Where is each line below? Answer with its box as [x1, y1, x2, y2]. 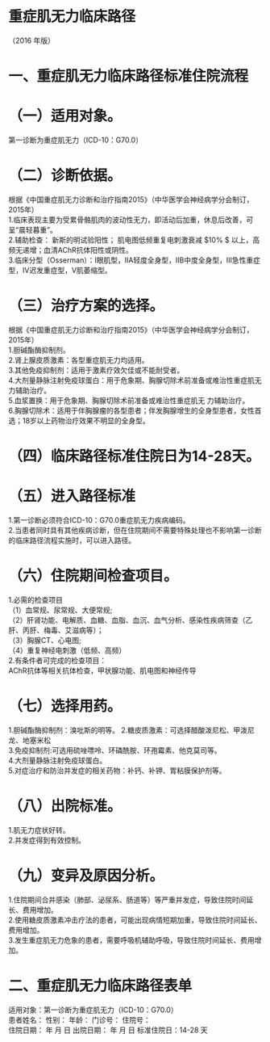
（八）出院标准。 [8, 797, 123, 816]
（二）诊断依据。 [8, 166, 123, 185]
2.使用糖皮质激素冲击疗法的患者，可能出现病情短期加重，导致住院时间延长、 [8, 914, 262, 925]
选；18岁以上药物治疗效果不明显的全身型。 [8, 415, 151, 425]
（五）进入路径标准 [8, 487, 136, 506]
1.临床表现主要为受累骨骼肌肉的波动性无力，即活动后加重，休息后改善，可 [8, 215, 254, 225]
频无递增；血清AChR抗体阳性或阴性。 [8, 246, 133, 254]
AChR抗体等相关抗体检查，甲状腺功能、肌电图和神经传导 [8, 666, 197, 675]
